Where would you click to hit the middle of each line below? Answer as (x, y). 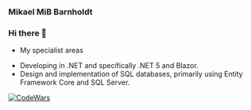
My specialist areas (51, 51)
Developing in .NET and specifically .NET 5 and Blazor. (109, 66)
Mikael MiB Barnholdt (50, 12)
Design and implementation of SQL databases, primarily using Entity (131, 74)
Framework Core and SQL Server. (75, 82)
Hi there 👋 (28, 32)
